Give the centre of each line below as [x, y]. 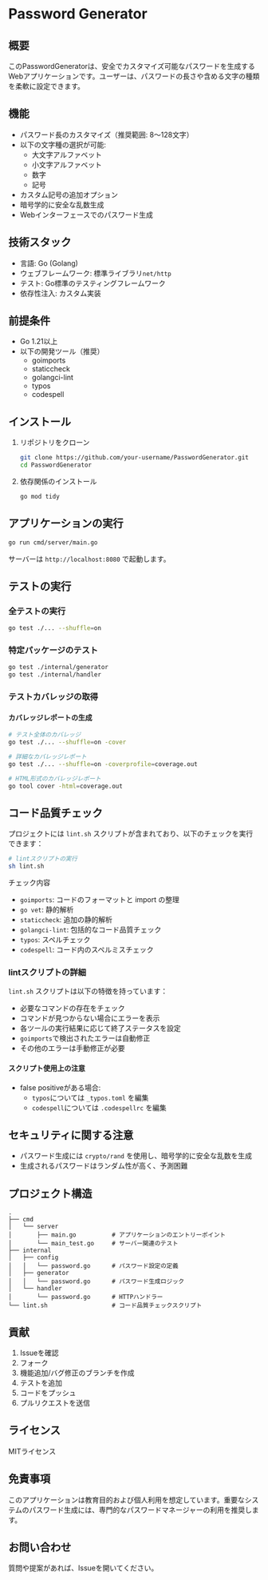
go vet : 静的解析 [47, 910]
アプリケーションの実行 [66, 524]
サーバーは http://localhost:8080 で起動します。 [89, 559]
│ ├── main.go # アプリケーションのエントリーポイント [117, 1235]
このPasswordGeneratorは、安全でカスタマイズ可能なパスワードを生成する [132, 66]
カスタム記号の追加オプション [69, 194]
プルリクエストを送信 [55, 1403]
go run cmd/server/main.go [53, 542]
